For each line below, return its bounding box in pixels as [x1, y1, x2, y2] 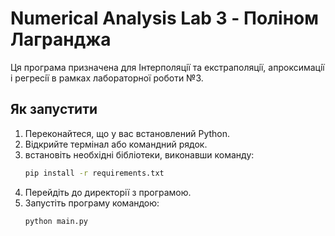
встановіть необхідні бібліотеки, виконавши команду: [24, 148, 255, 161]
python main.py [24, 216, 89, 226]
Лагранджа [10, 28, 112, 51]
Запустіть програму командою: [24, 197, 160, 209]
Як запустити [10, 101, 98, 118]
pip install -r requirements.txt [24, 168, 165, 178]
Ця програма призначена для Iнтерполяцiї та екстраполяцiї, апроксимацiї [10, 61, 325, 73]
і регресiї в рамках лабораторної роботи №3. [10, 72, 204, 84]
